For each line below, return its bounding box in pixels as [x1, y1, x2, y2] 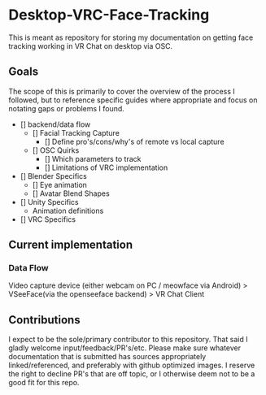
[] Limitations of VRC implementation [44, 163, 168, 172]
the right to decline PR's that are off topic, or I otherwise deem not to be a [8, 369, 255, 379]
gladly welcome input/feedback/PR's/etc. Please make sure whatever [8, 343, 242, 353]
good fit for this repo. [8, 378, 80, 388]
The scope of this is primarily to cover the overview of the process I [8, 86, 236, 96]
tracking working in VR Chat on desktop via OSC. [8, 41, 173, 50]
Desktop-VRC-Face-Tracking [8, 6, 210, 24]
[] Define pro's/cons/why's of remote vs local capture [44, 137, 225, 146]
